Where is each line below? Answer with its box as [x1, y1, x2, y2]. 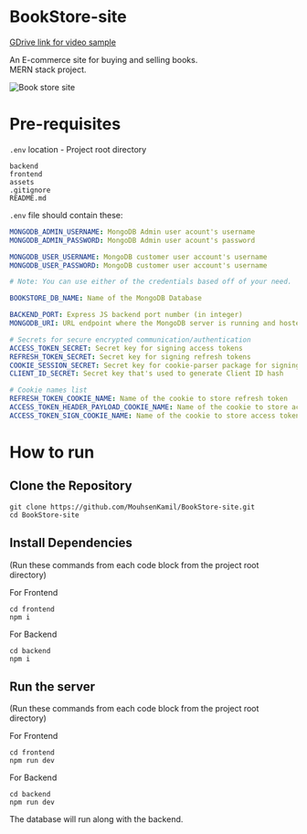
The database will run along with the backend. [9, 814, 184, 825]
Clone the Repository [9, 478, 132, 494]
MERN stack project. [9, 64, 87, 75]
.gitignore [9, 185, 51, 195]
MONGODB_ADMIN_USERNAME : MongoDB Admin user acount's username [9, 227, 256, 237]
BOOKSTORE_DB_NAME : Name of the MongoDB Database [9, 294, 203, 303]
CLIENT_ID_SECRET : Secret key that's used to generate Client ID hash [9, 369, 284, 378]
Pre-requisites [9, 114, 122, 134]
